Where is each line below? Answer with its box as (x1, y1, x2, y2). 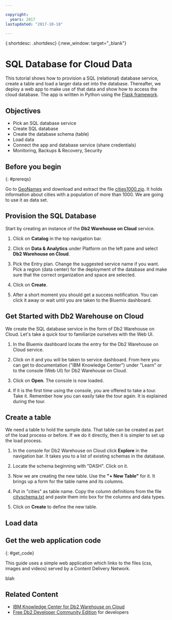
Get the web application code (5, 536, 101, 545)
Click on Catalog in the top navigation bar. (12, 235, 103, 242)
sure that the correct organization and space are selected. (12, 271, 136, 278)
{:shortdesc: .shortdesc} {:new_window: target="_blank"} (5, 40, 127, 46)
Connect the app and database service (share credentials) (12, 142, 137, 148)
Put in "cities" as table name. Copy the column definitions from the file (12, 488, 162, 495)
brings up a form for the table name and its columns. (12, 479, 124, 485)
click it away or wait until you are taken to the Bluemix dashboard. (12, 297, 152, 303)
